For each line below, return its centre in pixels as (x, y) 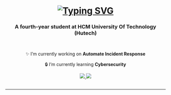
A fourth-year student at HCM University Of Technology (85, 27)
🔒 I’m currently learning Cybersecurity (85, 65)
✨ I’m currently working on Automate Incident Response (85, 54)
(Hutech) (85, 33)
